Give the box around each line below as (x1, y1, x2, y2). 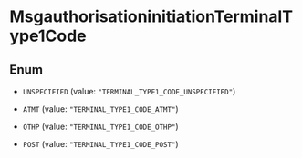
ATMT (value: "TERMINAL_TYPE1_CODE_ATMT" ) (22, 104, 180, 114)
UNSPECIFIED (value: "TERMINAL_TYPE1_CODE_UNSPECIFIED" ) (22, 86, 236, 96)
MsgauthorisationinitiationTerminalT (9, 6, 294, 27)
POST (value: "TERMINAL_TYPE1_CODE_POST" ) (22, 139, 180, 149)
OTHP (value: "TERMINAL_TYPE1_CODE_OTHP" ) (22, 121, 180, 132)
